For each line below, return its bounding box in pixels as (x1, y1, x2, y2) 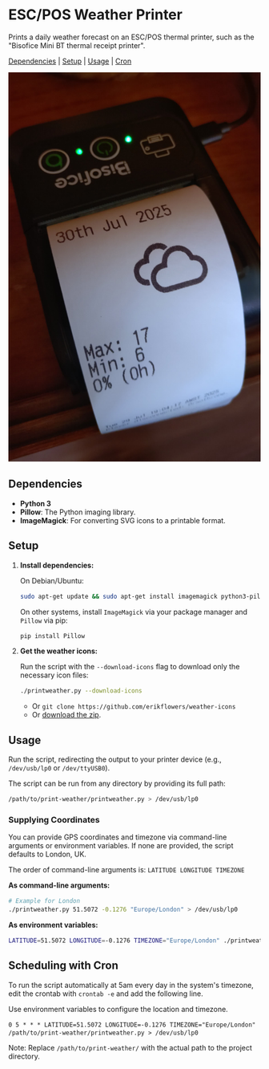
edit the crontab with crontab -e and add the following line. (8, 989, 204, 998)
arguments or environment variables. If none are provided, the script (8, 841, 234, 851)
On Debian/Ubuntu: (19, 575, 84, 585)
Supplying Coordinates (8, 814, 100, 825)
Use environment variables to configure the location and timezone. (8, 1004, 228, 1014)
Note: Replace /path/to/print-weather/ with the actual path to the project (8, 1043, 252, 1052)
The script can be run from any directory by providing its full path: (8, 778, 226, 788)
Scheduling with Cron (8, 959, 118, 973)
